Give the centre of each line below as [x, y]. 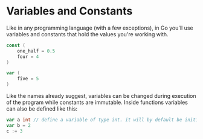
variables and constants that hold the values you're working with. [87, 34]
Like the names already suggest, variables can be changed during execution [101, 96]
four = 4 [28, 57]
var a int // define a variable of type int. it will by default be [94, 120]
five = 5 [28, 79]
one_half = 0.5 [36, 51]
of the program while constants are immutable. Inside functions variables [97, 102]
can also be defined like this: [42, 109]
